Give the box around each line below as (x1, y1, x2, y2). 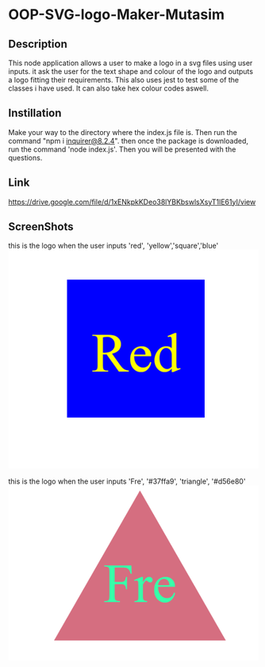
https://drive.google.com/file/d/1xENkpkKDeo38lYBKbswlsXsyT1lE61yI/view (8, 197, 256, 206)
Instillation (8, 106, 62, 120)
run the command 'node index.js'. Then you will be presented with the (8, 145, 236, 154)
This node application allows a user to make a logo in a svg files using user (8, 58, 253, 67)
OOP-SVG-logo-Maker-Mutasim (8, 6, 225, 24)
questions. (8, 152, 43, 162)
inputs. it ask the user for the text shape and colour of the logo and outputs (8, 67, 254, 76)
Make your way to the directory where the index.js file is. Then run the (8, 127, 238, 137)
